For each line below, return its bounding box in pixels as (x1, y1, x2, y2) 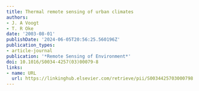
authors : (6, 14, 28, 20)
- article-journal (6, 48, 53, 54)
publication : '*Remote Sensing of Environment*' (6, 53, 131, 59)
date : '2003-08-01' (6, 31, 56, 37)
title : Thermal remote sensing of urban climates (6, 8, 134, 15)
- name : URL (6, 70, 36, 76)
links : (6, 64, 23, 71)
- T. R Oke (6, 25, 34, 32)
